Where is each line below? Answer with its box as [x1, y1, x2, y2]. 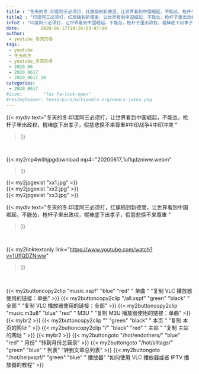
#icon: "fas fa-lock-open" [6, 91, 92, 97]
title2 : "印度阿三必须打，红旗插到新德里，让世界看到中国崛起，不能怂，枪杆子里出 [6, 14, 187, 20]
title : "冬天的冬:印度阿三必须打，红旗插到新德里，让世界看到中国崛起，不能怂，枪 [6, 8, 187, 15]
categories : [6, 80, 36, 86]
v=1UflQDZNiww [6, 252, 46, 259]
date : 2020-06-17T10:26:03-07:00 [6, 25, 108, 31]
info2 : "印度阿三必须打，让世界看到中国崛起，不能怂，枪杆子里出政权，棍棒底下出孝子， [6, 20, 198, 25]
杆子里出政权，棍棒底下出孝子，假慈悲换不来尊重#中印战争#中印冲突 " [6, 121, 178, 128]
